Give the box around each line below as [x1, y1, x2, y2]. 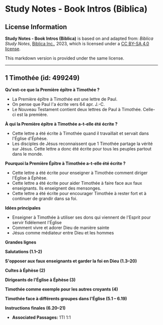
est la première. [16, 112, 49, 117]
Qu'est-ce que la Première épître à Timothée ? [5, 86, 100, 93]
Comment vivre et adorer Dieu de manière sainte [12, 225, 110, 230]
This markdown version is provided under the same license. [5, 55, 125, 61]
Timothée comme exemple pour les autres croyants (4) [5, 286, 118, 292]
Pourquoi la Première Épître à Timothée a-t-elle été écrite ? [5, 160, 126, 166]
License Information [5, 23, 67, 31]
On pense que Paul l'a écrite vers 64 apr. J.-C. [12, 101, 105, 107]
